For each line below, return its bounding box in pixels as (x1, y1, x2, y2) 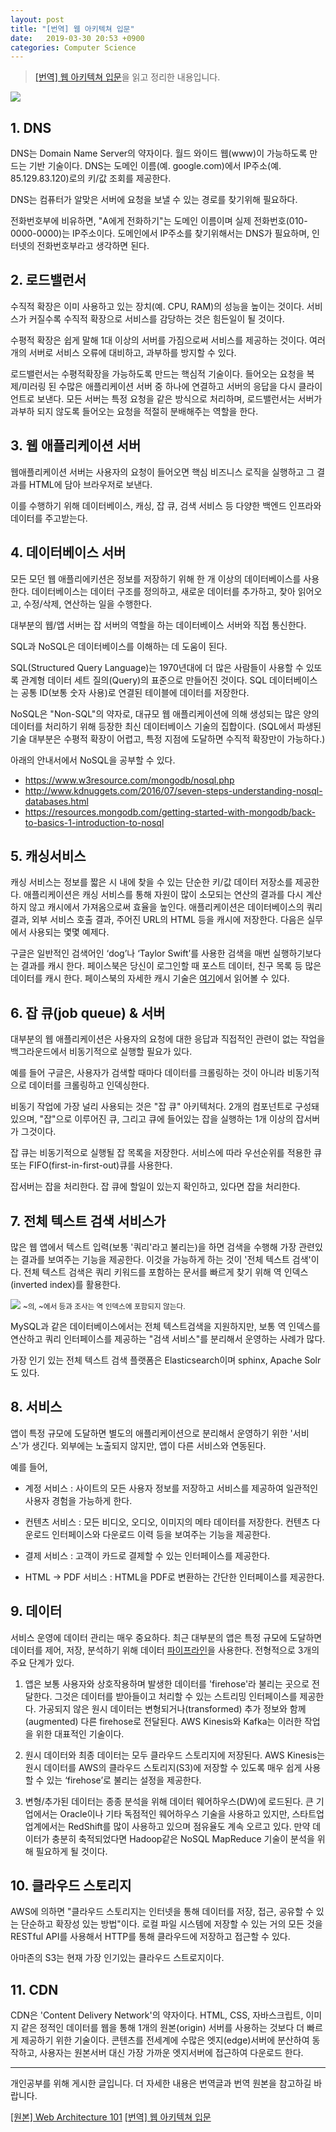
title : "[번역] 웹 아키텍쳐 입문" (10, 24, 135, 34)
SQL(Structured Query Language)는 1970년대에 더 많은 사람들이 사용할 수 (10, 661, 304, 673)
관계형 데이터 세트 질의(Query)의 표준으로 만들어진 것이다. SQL (20, 674, 268, 686)
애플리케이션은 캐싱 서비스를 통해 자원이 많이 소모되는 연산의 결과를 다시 (23, 889, 304, 901)
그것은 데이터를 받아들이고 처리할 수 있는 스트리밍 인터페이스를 (54, 1690, 298, 1702)
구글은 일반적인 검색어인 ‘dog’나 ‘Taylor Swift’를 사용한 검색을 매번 (10, 947, 271, 960)
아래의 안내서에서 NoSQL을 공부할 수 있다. (10, 754, 176, 766)
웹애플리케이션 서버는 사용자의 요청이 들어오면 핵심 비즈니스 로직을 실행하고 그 (10, 466, 315, 478)
